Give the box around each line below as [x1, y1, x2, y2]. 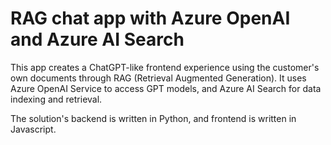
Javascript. [10, 123, 57, 135]
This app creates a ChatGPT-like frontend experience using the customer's [10, 61, 320, 73]
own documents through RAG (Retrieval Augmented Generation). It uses [10, 72, 307, 84]
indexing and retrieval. [10, 93, 103, 105]
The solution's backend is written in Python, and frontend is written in [10, 112, 297, 124]
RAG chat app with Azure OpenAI [10, 7, 291, 30]
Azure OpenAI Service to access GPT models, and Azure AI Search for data [10, 82, 322, 94]
